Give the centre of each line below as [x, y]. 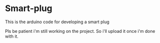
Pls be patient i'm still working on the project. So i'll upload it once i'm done [80, 31]
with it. [12, 36]
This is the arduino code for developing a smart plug [57, 22]
